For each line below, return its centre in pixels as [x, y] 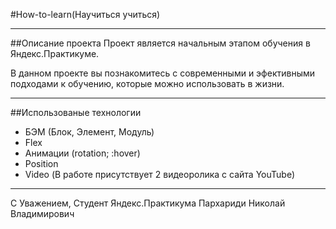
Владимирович [42, 213]
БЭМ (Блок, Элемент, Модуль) [89, 132]
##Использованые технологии [76, 112]
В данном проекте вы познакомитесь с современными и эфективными [163, 73]
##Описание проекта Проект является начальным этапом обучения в [160, 43]
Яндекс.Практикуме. [55, 53]
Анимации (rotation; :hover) [82, 153]
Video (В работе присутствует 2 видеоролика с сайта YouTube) [159, 174]
